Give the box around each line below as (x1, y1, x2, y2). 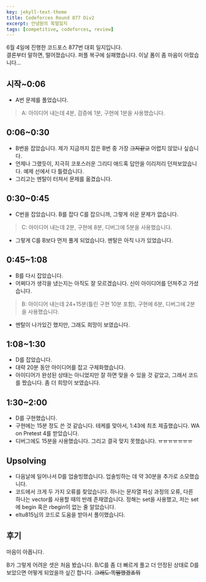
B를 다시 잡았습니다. (15, 271, 63, 279)
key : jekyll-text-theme (6, 9, 67, 15)
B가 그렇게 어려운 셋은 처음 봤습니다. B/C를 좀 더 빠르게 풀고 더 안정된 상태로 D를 (6, 561, 199, 568)
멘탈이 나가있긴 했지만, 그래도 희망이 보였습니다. (15, 320, 131, 328)
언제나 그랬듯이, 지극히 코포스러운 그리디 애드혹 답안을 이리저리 (15, 160, 167, 167)
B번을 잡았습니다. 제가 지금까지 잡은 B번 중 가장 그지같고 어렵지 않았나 (15, 144, 183, 152)
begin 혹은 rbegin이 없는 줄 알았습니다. (21, 503, 116, 510)
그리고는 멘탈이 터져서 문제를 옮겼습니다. (15, 175, 112, 182)
